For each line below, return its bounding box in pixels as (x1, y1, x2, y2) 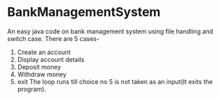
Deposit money (17, 62, 61, 71)
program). (17, 85, 47, 93)
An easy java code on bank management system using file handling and (7, 27, 214, 35)
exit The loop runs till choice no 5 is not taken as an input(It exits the (17, 77, 213, 85)
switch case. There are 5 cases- (7, 34, 100, 42)
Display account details (17, 55, 85, 63)
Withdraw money (17, 70, 67, 78)
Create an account (17, 48, 71, 56)
